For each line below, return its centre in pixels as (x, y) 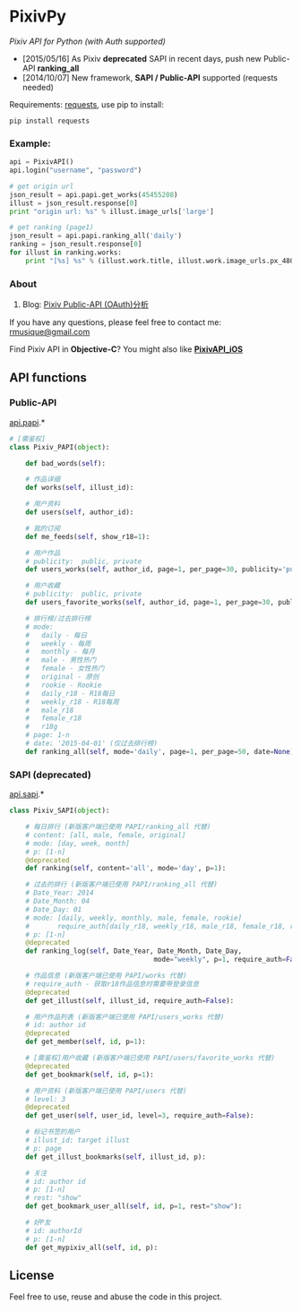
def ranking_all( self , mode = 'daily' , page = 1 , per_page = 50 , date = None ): (162, 751)
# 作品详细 (43, 480)
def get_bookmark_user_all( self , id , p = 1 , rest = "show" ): (134, 1206)
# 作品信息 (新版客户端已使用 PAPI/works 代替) (106, 976)
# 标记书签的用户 (53, 1132)
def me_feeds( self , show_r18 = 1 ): (88, 536)
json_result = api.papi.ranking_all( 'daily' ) (95, 236)
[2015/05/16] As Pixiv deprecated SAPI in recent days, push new (142, 58)
